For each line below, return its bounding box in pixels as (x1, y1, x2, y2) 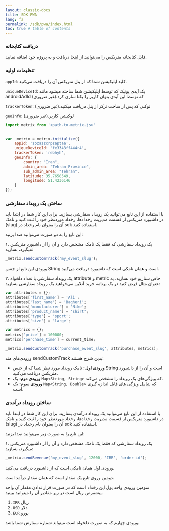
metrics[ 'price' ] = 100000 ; (5, 332, 64, 338)
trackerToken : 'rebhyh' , (14, 150, 66, 155)
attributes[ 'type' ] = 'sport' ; (5, 313, 71, 319)
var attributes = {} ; (5, 290, 51, 295)
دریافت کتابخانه (5, 43, 38, 50)
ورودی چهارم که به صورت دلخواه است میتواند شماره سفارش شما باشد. (5, 520, 140, 526)
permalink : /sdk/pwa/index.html (5, 21, 73, 27)
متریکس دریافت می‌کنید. (12, 370, 58, 376)
